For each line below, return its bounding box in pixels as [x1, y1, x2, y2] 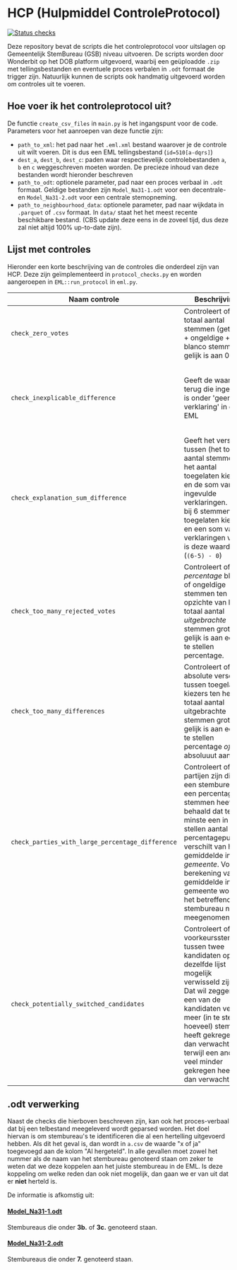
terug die [183, 384, 214, 394]
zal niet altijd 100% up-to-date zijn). [17, 223, 122, 231]
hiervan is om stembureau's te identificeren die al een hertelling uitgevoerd [7, 1132, 226, 1140]
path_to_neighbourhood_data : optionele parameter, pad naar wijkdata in [17, 200, 224, 209]
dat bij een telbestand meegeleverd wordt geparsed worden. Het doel [7, 1124, 209, 1133]
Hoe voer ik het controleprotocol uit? [7, 101, 172, 113]
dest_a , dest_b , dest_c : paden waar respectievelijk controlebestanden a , [17, 155, 227, 164]
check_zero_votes [11, 329, 69, 337]
